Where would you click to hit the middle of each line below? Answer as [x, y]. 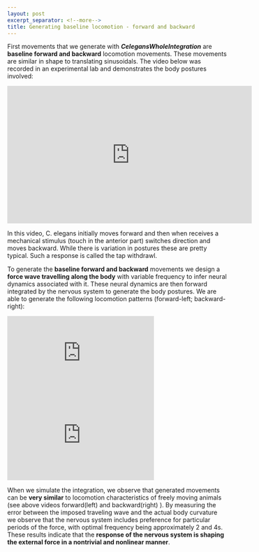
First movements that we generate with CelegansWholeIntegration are [110, 47]
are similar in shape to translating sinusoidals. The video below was [104, 61]
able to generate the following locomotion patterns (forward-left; [100, 299]
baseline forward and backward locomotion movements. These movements [117, 54]
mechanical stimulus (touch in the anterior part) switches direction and [109, 241]
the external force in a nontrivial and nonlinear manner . [89, 542]
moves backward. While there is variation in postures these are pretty [107, 248]
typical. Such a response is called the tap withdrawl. [82, 256]
